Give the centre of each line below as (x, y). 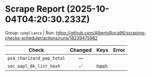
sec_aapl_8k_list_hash (34, 66)
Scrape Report (35, 9)
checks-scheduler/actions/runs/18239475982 (51, 38)
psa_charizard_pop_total (36, 58)
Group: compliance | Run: (30, 33)
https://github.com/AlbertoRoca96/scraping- (101, 33)
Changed (81, 50)
